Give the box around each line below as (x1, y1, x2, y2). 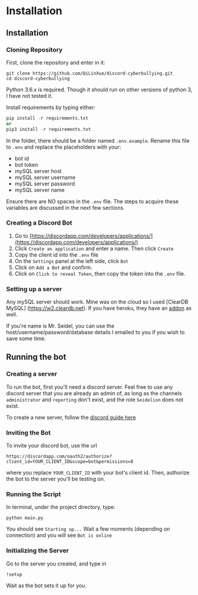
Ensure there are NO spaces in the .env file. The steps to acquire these (6, 197, 179, 205)
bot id (14, 155, 30, 162)
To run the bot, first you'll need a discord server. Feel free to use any (6, 383, 173, 391)
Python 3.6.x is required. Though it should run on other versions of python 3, (6, 86, 193, 93)
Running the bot (6, 352, 67, 362)
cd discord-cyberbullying (6, 75, 70, 81)
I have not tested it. (6, 92, 53, 99)
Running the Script (6, 490, 61, 498)
